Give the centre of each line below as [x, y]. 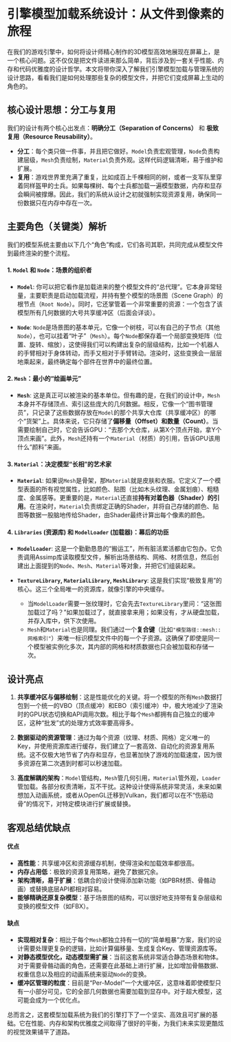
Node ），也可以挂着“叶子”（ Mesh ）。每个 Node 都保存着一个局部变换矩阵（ [117, 335]
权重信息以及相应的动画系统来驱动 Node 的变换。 [84, 974]
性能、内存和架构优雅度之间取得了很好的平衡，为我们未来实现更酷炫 [127, 1023]
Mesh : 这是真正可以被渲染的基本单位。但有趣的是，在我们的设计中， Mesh [119, 395]
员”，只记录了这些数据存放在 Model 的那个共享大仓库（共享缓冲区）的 [113, 412]
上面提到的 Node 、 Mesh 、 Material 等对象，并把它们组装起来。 [114, 566]
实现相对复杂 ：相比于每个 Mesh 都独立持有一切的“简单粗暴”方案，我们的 [116, 939]
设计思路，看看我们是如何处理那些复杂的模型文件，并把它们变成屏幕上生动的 [115, 77]
